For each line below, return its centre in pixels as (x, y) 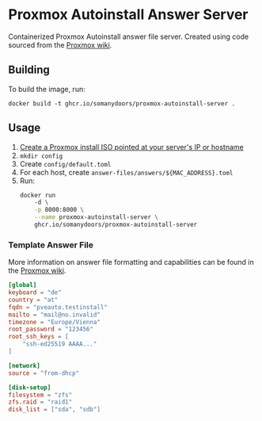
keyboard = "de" (35, 293)
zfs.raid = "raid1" (40, 402)
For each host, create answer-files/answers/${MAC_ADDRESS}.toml (126, 172)
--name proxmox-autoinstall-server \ (97, 217)
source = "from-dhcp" (44, 373)
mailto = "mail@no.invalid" (55, 315)
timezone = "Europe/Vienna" (55, 322)
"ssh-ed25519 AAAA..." (60, 344)
